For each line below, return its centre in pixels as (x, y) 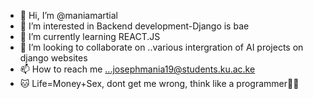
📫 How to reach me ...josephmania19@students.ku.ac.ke (137, 69)
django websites (53, 58)
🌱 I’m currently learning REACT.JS (90, 36)
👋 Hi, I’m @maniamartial (69, 15)
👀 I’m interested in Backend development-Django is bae (134, 26)
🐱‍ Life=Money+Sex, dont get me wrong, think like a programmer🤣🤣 (159, 83)
